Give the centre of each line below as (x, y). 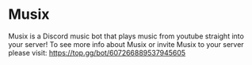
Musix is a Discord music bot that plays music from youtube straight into (126, 36)
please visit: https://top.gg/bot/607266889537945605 (97, 52)
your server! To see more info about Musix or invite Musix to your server (126, 44)
